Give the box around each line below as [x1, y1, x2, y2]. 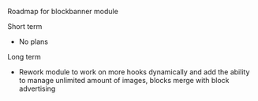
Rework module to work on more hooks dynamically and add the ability [18, 67, 250, 77]
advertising [18, 84, 56, 93]
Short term [7, 22, 43, 31]
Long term [7, 52, 41, 61]
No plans [18, 37, 49, 46]
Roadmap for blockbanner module [7, 7, 119, 16]
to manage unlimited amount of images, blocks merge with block [18, 76, 230, 85]
